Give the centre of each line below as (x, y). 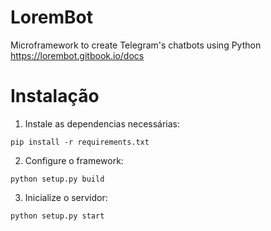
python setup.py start (57, 216)
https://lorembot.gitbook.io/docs (77, 55)
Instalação (55, 96)
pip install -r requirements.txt (80, 142)
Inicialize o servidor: (66, 197)
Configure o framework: (74, 160)
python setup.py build (57, 179)
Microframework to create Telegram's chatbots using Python (136, 45)
